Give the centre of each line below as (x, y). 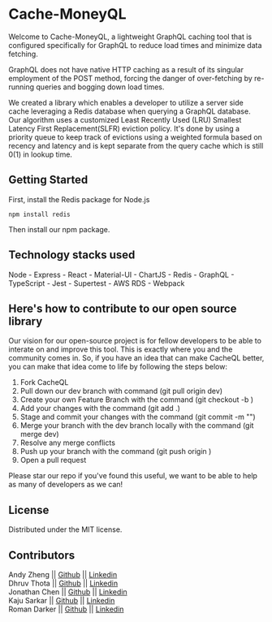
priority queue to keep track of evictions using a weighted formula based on (135, 137)
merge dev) (39, 434)
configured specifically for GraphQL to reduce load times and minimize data (135, 45)
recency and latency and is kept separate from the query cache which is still (136, 145)
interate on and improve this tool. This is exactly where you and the (121, 349)
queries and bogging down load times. (100, 87)
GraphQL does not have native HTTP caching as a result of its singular (126, 69)
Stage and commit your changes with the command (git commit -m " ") (138, 417)
